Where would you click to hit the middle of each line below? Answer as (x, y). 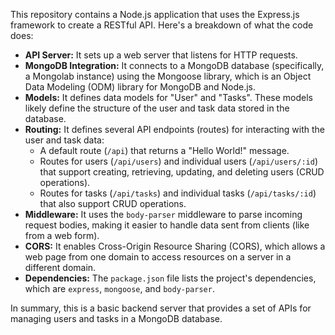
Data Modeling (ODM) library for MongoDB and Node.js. (140, 87)
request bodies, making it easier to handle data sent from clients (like (167, 225)
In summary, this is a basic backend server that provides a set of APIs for (161, 308)
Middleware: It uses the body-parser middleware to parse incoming (163, 214)
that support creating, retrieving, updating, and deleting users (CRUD (182, 172)
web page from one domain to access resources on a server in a (158, 257)
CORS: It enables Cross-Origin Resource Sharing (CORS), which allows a (175, 246)
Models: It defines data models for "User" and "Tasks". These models (168, 97)
